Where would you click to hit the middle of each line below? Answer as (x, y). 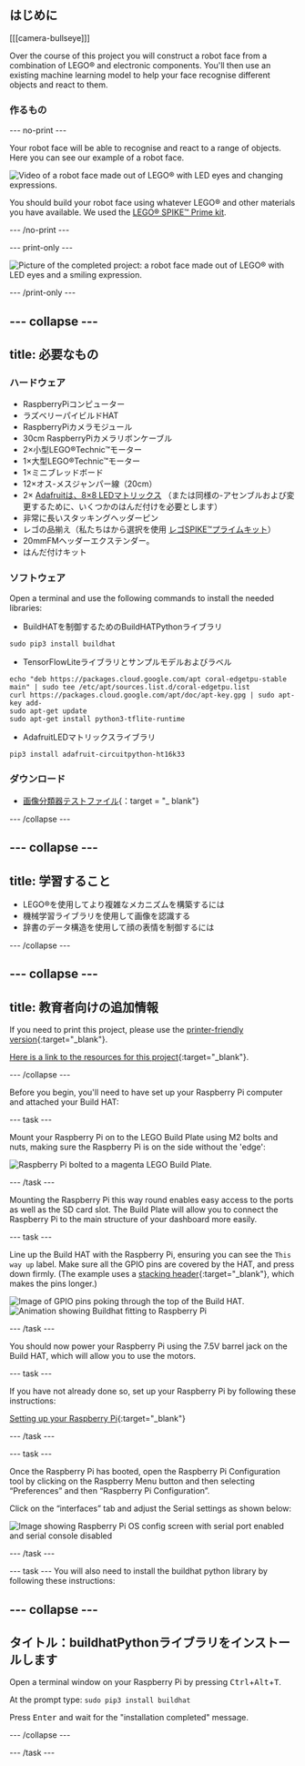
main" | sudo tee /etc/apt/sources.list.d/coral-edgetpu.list (130, 688)
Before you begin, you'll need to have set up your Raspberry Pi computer (146, 1092)
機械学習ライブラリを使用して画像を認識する (107, 915)
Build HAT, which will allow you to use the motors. (103, 1356)
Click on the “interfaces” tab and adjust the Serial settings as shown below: (151, 1508)
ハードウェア (38, 383)
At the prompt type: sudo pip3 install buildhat (100, 1700)
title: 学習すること (60, 881)
